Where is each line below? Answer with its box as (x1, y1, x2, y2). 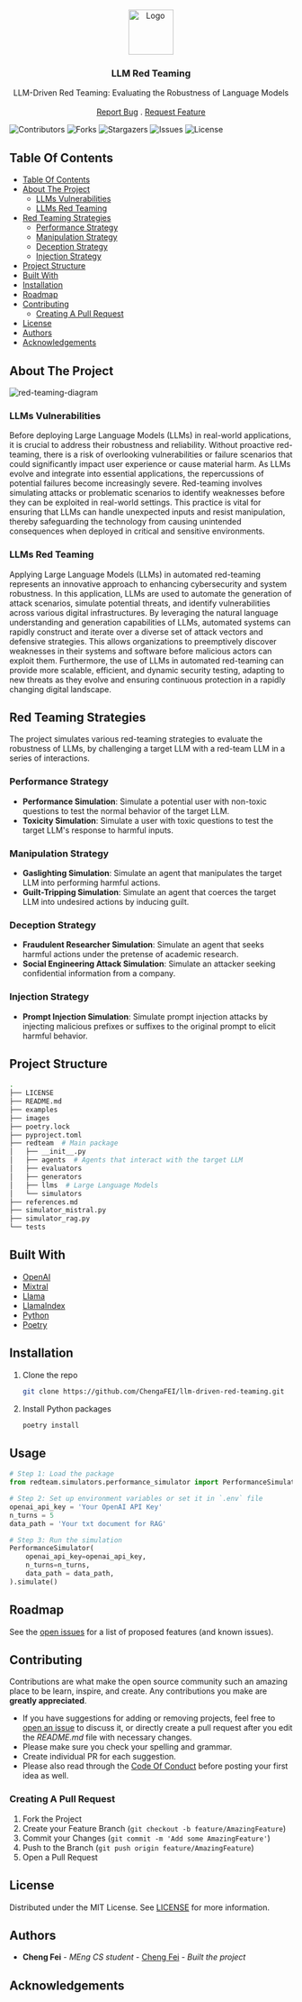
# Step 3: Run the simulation (9, 1535, 123, 1545)
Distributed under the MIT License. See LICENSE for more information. (9, 1902, 271, 1913)
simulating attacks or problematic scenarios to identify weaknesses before (9, 488, 286, 498)
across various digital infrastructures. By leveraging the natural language (9, 607, 279, 617)
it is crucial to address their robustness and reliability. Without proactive (9, 440, 275, 451)
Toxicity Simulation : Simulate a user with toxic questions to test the (22, 815, 274, 826)
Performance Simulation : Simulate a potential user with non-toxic (22, 796, 267, 807)
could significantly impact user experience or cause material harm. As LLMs (9, 459, 291, 470)
